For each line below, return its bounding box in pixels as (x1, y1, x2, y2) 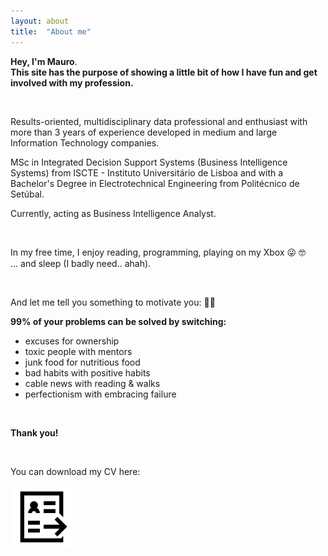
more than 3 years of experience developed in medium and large (10, 126, 278, 138)
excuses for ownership (24, 335, 120, 347)
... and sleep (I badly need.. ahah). (10, 257, 152, 269)
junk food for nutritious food (24, 356, 141, 368)
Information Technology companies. (10, 136, 160, 149)
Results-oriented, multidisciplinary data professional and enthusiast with (10, 115, 308, 127)
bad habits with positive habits (24, 366, 151, 379)
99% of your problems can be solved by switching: (10, 315, 227, 327)
